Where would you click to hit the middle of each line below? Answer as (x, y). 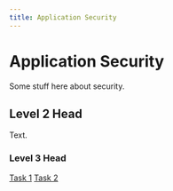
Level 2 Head (46, 113)
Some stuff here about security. (67, 86)
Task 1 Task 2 (34, 178)
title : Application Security (63, 17)
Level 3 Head (38, 158)
